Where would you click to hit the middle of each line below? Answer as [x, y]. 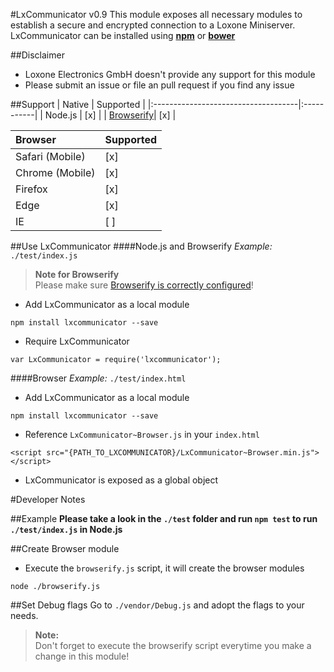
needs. [24, 615]
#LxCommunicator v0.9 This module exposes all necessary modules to [156, 14]
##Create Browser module [65, 548]
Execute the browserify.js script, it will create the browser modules [164, 568]
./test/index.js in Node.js [66, 529]
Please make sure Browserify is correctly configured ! [144, 285]
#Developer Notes [48, 499]
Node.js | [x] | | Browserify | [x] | [110, 115]
